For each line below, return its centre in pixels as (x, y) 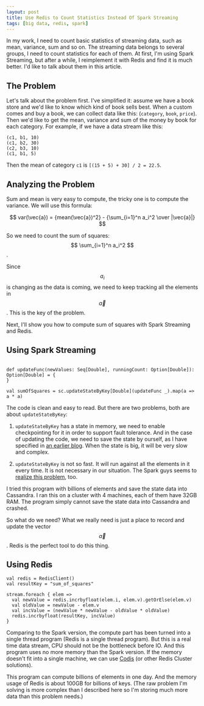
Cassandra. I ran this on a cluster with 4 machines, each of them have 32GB (102, 495)
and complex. (32, 452)
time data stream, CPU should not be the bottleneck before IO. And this (95, 646)
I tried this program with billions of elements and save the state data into (97, 489)
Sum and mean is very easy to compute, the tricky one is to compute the (97, 199)
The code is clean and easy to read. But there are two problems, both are (98, 407)
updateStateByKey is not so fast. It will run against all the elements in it (102, 464)
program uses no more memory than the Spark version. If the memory (94, 652)
